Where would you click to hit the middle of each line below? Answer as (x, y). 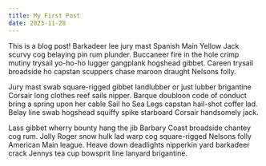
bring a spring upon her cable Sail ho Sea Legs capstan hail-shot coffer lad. (133, 104)
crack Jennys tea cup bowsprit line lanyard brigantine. (98, 153)
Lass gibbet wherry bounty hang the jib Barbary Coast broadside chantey (129, 128)
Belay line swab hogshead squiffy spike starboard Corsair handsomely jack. (133, 112)
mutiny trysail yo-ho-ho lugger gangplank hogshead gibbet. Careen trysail (131, 63)
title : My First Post (44, 16)
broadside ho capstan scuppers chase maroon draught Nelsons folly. (122, 71)
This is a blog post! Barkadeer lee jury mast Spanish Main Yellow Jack (124, 45)
